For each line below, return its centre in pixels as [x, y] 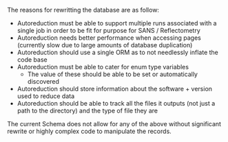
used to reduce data [46, 96]
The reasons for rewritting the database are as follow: [83, 10]
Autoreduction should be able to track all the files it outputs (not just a [116, 103]
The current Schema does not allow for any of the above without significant [114, 124]
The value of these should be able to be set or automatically [113, 74]
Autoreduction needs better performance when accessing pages [109, 38]
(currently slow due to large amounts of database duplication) [105, 45]
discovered [43, 81]
